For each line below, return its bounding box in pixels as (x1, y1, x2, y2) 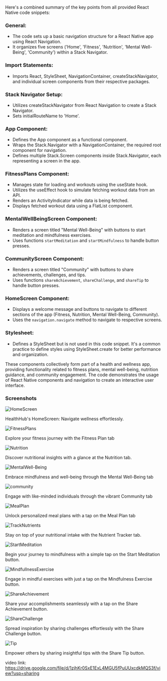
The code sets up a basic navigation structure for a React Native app (12, 33, 154, 39)
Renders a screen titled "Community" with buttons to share (12, 267, 134, 273)
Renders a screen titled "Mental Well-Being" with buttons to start (12, 227, 146, 233)
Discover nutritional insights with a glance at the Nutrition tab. (5, 454, 132, 460)
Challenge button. (5, 631, 42, 637)
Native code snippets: (5, 9, 50, 15)
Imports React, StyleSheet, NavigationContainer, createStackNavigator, (12, 73, 159, 79)
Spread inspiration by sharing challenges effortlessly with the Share (5, 625, 145, 631)
